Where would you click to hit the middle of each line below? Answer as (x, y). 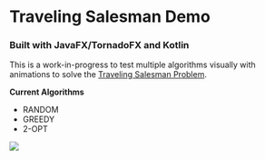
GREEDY (39, 119)
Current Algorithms (47, 92)
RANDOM (40, 110)
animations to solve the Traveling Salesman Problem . (108, 75)
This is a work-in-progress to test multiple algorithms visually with (132, 65)
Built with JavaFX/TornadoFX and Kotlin (99, 45)
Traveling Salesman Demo (110, 17)
